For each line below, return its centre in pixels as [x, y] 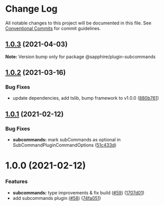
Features [17, 182]
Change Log [31, 9]
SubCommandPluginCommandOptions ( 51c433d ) [64, 145]
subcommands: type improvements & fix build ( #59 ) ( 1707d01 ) [78, 193]
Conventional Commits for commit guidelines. [53, 28]
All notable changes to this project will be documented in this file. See [78, 23]
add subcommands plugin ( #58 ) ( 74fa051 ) [57, 198]
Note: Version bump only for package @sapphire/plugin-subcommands [80, 56]
